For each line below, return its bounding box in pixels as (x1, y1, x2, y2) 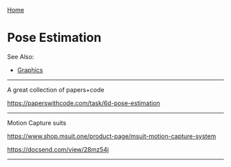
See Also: (7, 52, 34, 60)
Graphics (16, 65, 43, 74)
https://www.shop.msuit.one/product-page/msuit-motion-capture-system (7, 132, 217, 140)
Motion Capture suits (7, 118, 67, 126)
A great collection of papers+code (7, 85, 104, 93)
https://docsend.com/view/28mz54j (7, 145, 109, 153)
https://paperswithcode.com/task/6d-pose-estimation (7, 99, 160, 107)
